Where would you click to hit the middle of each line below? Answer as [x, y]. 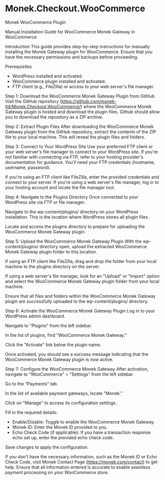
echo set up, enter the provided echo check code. [63, 437]
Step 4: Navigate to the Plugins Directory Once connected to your [72, 197]
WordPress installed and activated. [48, 76]
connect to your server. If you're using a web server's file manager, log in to [82, 182]
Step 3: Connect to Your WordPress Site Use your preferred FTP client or [79, 146]
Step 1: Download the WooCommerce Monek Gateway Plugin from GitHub [80, 96]
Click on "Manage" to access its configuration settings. [61, 403]
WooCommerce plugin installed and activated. [59, 81]
